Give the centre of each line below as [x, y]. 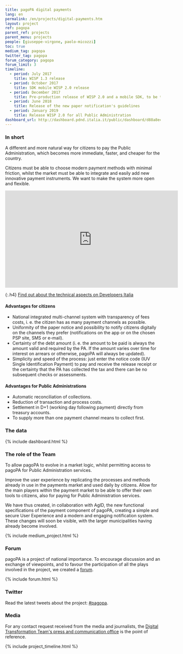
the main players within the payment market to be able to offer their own [78, 490]
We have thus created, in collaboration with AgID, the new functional [75, 505]
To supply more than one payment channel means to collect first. [78, 418]
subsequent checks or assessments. [50, 375]
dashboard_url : [21, 120]
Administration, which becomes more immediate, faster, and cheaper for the [83, 153]
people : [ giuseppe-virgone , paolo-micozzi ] [51, 42]
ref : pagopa [17, 28]
